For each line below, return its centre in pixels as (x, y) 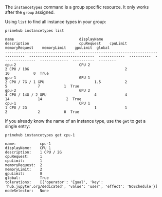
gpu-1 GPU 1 (48, 78)
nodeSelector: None (27, 191)
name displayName (54, 39)
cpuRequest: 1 (24, 156)
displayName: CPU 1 (28, 148)
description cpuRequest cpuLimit (66, 44)
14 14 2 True (43, 99)
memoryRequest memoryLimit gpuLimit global (57, 48)
